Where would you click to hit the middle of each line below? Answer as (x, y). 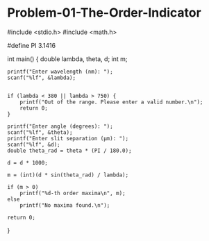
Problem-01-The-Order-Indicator (104, 13)
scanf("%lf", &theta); (40, 132)
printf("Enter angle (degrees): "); (60, 126)
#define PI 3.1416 (32, 45)
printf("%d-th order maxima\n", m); (73, 193)
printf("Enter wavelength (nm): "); (60, 72)
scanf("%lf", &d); (34, 144)
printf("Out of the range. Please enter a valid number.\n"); (111, 102)
